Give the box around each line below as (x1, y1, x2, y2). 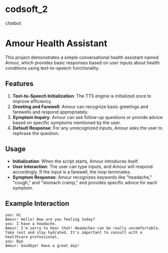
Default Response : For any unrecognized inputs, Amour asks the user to (12, 124, 163, 131)
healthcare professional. (5, 234, 59, 239)
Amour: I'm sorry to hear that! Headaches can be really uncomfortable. (5, 226, 160, 231)
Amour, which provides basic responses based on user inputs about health (5, 59, 160, 66)
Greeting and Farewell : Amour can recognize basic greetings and (12, 103, 148, 109)
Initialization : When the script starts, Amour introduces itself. (12, 158, 139, 164)
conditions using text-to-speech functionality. (5, 65, 100, 71)
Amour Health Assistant (5, 38, 108, 49)
